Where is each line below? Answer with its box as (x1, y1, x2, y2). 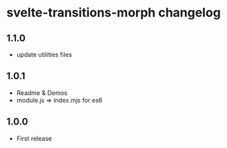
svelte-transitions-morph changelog (6, 5, 221, 21)
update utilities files (16, 50, 72, 59)
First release (16, 134, 52, 142)
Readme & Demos (16, 88, 68, 97)
